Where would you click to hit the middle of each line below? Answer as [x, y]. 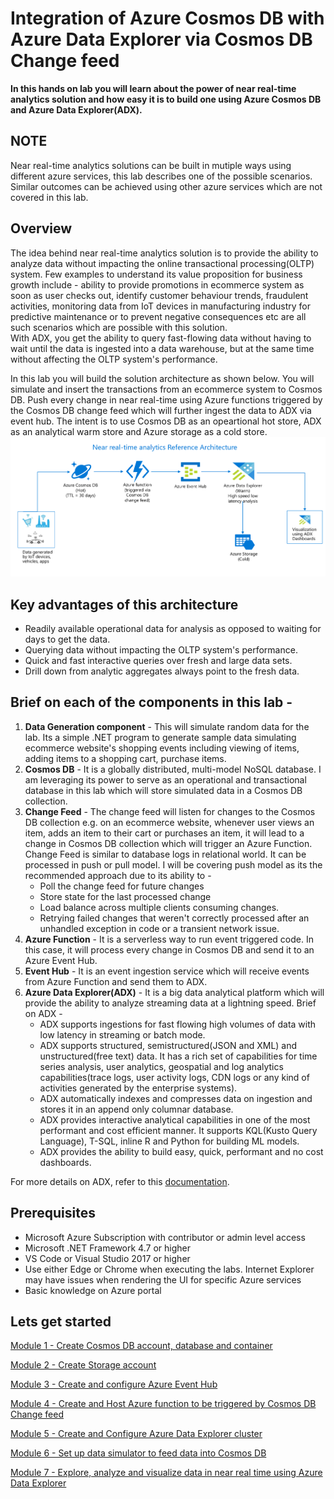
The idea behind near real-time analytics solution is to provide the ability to [164, 253]
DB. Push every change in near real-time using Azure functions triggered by [166, 399]
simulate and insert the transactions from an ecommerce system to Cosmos [166, 389]
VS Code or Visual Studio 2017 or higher [107, 1258]
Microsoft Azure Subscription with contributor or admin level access [165, 1237]
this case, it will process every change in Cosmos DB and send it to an [169, 949]
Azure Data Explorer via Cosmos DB [161, 39]
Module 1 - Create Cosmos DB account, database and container [141, 1346]
